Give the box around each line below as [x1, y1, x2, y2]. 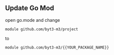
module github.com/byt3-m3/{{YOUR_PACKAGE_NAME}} [5, 45, 110, 50]
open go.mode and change [5, 17, 60, 23]
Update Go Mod [5, 4, 54, 12]
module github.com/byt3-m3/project [5, 27, 78, 32]
